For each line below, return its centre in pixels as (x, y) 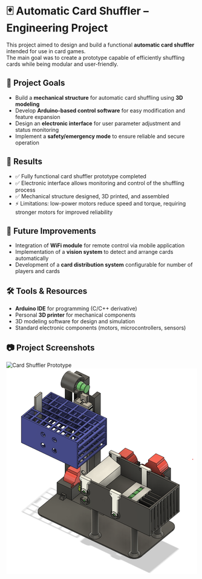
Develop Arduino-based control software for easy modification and (100, 110)
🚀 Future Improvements (51, 231)
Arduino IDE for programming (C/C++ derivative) (76, 309)
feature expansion (37, 117)
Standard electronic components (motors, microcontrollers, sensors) (100, 328)
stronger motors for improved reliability (64, 212)
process (25, 190)
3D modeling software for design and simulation (75, 322)
